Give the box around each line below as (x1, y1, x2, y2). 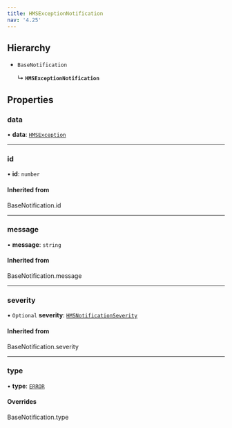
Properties (7, 94, 54, 106)
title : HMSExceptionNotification (7, 10, 104, 17)
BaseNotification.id (7, 201, 61, 210)
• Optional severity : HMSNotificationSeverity (7, 311, 138, 319)
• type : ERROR (7, 382, 45, 390)
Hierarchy (7, 42, 51, 54)
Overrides (7, 398, 37, 406)
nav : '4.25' (7, 17, 41, 24)
